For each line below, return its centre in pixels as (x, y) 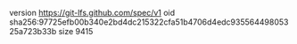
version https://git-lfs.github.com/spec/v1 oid (92, 13)
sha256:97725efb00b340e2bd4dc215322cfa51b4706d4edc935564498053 (149, 22)
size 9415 (76, 31)
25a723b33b (33, 31)
